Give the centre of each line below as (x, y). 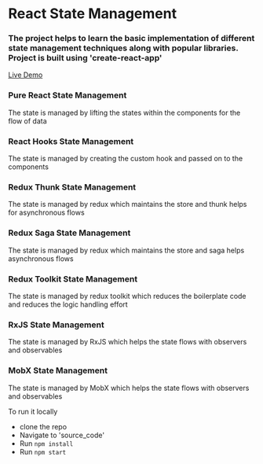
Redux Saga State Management (69, 233)
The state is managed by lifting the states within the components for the (124, 112)
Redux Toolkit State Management (73, 278)
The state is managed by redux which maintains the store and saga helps (126, 250)
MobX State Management (58, 370)
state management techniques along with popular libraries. (123, 48)
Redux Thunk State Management (72, 187)
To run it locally (33, 411)
